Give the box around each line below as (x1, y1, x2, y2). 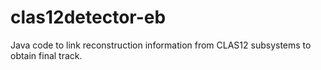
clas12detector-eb (10, 6, 167, 29)
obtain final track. (10, 49, 83, 61)
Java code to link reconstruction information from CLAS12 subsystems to (10, 39, 312, 51)
